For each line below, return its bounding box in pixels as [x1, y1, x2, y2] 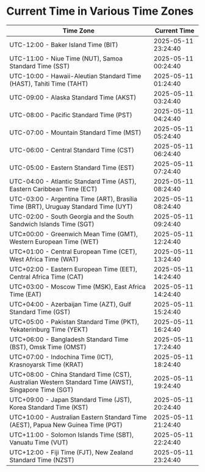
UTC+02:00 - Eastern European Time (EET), [9, 264, 137, 273]
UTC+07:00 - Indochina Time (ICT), [9, 352, 113, 361]
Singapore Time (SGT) [9, 385, 74, 394]
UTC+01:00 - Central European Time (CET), [9, 247, 137, 256]
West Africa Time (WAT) [9, 255, 79, 263]
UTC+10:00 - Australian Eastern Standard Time [9, 413, 147, 421]
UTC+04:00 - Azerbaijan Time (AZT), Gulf [9, 300, 131, 308]
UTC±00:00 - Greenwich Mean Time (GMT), [9, 230, 138, 238]
